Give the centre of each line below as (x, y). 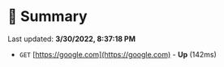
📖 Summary (47, 17)
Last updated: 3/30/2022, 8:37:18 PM (71, 39)
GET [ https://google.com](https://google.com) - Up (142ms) (118, 54)
